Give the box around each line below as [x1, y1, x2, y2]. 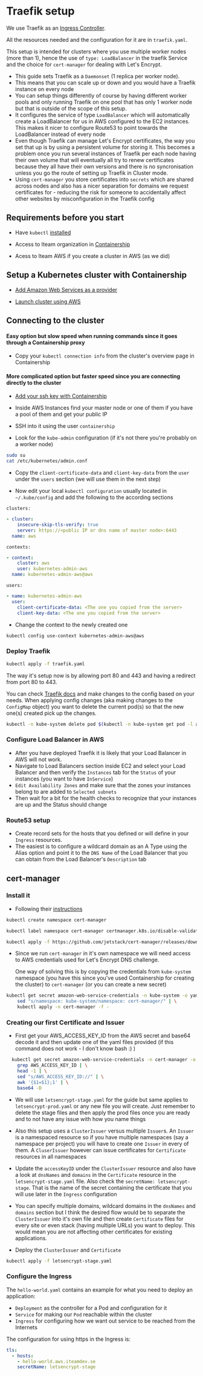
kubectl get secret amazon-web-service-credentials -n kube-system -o [6, 992, 188, 999]
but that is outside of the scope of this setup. [14, 104, 127, 112]
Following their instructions [14, 905, 83, 912]
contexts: [6, 544, 31, 550]
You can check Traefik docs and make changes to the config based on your [6, 690, 195, 697]
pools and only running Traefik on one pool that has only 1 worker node [14, 98, 193, 106]
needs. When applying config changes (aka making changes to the [6, 696, 173, 703]
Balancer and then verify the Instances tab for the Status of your [14, 768, 176, 776]
